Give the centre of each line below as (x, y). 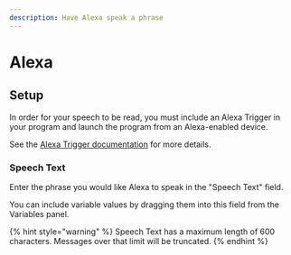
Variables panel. (39, 214)
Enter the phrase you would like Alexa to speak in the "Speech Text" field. (146, 187)
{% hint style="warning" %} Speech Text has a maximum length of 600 (142, 232)
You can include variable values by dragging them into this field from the (145, 205)
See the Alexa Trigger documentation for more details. (110, 144)
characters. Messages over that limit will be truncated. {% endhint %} (139, 241)
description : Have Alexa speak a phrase (87, 18)
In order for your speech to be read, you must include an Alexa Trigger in (145, 117)
